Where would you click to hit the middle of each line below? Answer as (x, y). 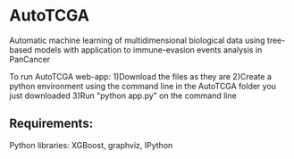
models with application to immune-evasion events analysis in (148, 49)
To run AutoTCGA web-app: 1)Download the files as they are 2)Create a (141, 76)
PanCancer (30, 59)
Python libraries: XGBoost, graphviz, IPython (91, 145)
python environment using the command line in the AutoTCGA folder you (143, 86)
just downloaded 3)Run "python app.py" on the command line (123, 96)
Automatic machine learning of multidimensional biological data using (137, 40)
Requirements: (51, 124)
